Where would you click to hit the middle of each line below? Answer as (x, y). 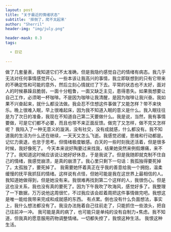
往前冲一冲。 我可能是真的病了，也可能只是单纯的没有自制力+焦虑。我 (83, 212)
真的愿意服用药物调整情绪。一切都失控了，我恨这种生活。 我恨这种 (93, 218)
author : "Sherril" (25, 24)
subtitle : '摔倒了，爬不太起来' (36, 19)
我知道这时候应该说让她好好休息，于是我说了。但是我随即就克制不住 (90, 154)
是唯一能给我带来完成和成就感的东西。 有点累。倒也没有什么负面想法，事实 (84, 199)
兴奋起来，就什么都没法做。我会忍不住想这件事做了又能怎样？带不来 (85, 104)
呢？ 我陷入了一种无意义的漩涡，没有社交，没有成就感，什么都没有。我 (79, 129)
